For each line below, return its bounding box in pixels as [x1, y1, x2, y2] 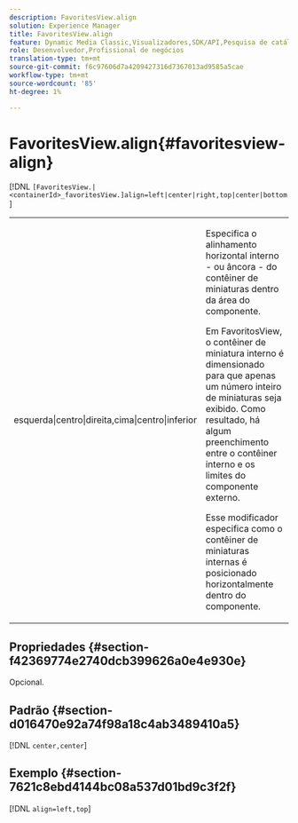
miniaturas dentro [205, 283, 279, 296]
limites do [205, 470, 247, 482]
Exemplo [9, 765, 59, 781]
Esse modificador [205, 511, 279, 524]
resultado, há [205, 414, 261, 426]
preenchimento [205, 436, 269, 448]
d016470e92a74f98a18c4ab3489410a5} [9, 716, 240, 732]
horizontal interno [205, 249, 279, 262]
